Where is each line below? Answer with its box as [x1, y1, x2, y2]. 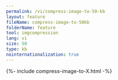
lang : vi [6, 35, 27, 41]
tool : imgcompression [6, 30, 59, 36]
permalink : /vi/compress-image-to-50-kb [6, 8, 106, 14]
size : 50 [6, 41, 27, 47]
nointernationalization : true [6, 52, 80, 57]
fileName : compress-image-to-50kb [6, 19, 90, 25]
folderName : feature [6, 24, 56, 31]
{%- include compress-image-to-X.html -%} [6, 67, 112, 74]
